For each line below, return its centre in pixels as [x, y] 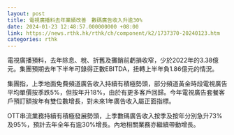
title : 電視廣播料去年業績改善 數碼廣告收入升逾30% [75, 20]
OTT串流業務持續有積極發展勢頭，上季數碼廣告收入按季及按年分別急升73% [115, 116]
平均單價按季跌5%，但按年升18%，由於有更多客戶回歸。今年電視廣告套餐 [113, 93]
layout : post [26, 14]
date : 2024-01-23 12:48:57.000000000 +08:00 [73, 26]
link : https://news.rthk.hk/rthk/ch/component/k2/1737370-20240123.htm [114, 33]
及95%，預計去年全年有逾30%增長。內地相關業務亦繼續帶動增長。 [103, 125]
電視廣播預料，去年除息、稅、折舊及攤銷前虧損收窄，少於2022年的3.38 [110, 61]
